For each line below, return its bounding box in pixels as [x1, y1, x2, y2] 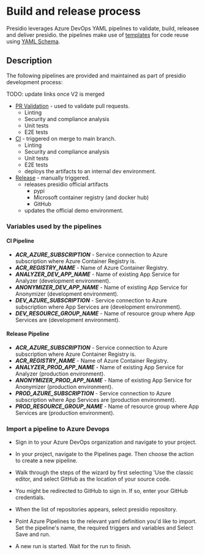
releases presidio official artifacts [24, 180, 109, 188]
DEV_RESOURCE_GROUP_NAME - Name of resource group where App [15, 309, 195, 317]
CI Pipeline [6, 237, 35, 245]
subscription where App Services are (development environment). [15, 303, 182, 310]
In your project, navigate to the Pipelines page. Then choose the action [15, 451, 194, 458]
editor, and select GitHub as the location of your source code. [15, 475, 171, 483]
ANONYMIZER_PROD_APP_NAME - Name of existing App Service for [15, 377, 192, 384]
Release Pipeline [6, 330, 50, 337]
